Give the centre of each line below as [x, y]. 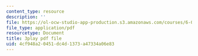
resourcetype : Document [35, 33]
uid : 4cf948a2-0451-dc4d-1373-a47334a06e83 [60, 44]
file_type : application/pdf [41, 28]
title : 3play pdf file [34, 38]
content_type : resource [35, 11]
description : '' [26, 17]
